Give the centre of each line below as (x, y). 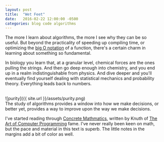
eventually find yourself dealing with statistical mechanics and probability (80, 78)
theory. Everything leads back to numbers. (48, 84)
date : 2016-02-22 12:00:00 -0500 (42, 19)
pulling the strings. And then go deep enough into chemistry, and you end (80, 68)
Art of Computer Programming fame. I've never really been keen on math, (80, 124)
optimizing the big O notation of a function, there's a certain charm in (75, 48)
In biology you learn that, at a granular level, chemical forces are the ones (80, 63)
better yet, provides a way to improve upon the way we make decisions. (78, 109)
